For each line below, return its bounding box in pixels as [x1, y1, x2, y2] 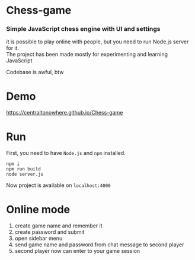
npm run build [6, 166, 41, 172]
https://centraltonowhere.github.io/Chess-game [6, 109, 123, 116]
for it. [6, 45, 20, 52]
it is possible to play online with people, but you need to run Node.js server [6, 38, 189, 45]
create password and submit [14, 229, 85, 236]
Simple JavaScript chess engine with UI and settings [6, 25, 161, 33]
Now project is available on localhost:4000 [6, 182, 111, 189]
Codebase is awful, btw [6, 69, 64, 76]
